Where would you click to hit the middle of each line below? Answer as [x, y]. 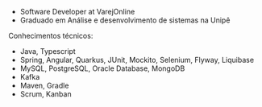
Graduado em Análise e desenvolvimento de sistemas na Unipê [125, 20]
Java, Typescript [48, 51]
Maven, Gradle [44, 85]
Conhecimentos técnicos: [51, 36]
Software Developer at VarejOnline [77, 12]
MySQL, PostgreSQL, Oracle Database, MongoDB [102, 68]
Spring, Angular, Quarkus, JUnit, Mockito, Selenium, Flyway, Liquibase [137, 60]
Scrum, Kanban [46, 94]
